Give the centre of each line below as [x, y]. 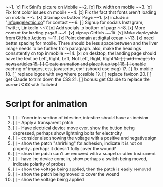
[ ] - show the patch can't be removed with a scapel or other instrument [84, 153]
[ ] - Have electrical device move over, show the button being [74, 128]
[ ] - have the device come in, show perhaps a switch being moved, [80, 159]
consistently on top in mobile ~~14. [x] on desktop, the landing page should [81, 53]
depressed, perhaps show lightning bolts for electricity [67, 133]
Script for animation [47, 104]
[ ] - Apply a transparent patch [43, 122]
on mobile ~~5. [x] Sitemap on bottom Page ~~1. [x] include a [67, 17]
